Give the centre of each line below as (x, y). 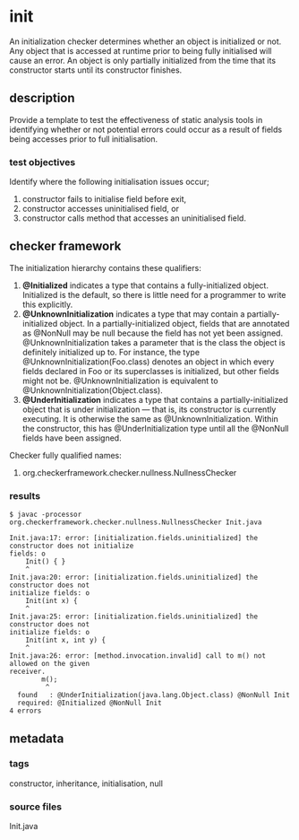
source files (36, 807)
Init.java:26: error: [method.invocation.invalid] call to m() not (138, 656)
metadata (37, 738)
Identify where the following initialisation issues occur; (110, 182)
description (42, 98)
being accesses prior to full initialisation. (84, 139)
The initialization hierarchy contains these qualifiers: (105, 267)
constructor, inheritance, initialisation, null (86, 783)
